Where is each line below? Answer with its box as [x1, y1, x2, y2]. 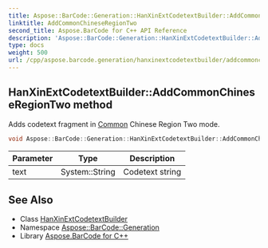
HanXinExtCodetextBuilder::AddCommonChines [8, 85, 255, 100]
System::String [60, 166, 116, 177]
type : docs [8, 41, 45, 49]
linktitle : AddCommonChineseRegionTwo [8, 19, 137, 27]
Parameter [12, 152, 53, 163]
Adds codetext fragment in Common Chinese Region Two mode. [8, 119, 220, 128]
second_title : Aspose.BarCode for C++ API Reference [8, 26, 187, 34]
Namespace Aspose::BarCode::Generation [19, 222, 160, 232]
